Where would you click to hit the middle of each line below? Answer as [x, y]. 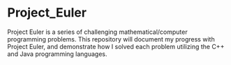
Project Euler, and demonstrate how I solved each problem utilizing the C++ [116, 46]
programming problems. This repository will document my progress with [111, 39]
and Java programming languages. [57, 54]
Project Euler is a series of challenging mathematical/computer [97, 32]
